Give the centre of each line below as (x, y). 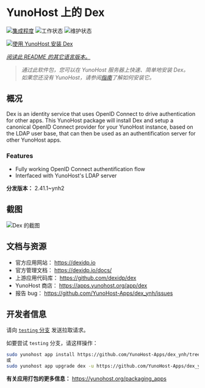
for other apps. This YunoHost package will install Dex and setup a (90, 120)
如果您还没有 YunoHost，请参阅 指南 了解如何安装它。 (88, 77)
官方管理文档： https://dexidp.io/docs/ (63, 270)
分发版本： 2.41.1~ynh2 (35, 188)
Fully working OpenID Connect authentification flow (80, 169)
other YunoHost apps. (34, 140)
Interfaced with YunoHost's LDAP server (66, 176)
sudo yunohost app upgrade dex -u (50, 366)
